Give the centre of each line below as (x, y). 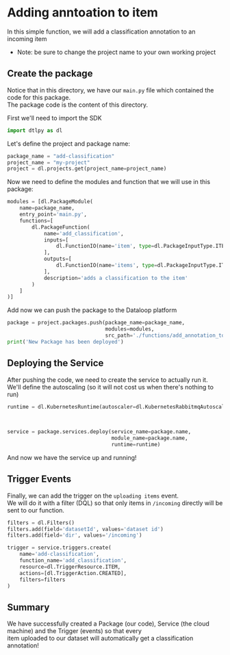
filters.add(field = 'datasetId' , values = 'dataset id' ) (86, 529)
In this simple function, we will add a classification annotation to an (101, 31)
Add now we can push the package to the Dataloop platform (92, 310)
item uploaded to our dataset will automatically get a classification (100, 639)
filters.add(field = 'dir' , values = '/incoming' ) (75, 535)
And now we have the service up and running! (72, 457)
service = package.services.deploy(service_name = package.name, (99, 432)
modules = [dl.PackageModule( (50, 202)
